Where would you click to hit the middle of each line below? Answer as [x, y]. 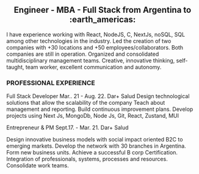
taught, [15, 67]
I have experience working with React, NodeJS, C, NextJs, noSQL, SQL [96, 34]
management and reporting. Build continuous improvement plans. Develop [100, 109]
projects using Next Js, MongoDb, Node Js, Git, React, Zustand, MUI [92, 116]
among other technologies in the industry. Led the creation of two [89, 41]
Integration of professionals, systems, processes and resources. [87, 159]
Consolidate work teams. [38, 165]
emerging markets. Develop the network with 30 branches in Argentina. [96, 146]
